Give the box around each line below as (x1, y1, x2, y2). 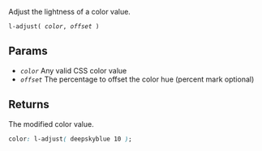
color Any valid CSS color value (19, 65, 127, 75)
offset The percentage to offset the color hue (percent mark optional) (19, 74, 255, 84)
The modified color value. (8, 119, 95, 128)
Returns (8, 98, 50, 111)
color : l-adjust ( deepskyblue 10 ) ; (8, 135, 132, 143)
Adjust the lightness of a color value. (8, 7, 131, 16)
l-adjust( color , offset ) (8, 23, 100, 31)
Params (8, 44, 48, 58)
